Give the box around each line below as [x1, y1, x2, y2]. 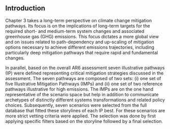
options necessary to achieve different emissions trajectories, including [5, 44, 155, 50]
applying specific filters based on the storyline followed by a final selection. [5, 118, 163, 124]
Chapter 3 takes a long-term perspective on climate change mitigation [5, 17, 152, 23]
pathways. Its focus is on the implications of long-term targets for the [5, 23, 150, 29]
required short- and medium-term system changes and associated [5, 28, 145, 34]
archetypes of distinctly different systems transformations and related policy [5, 97, 165, 103]
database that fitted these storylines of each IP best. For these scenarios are [5, 107, 165, 113]
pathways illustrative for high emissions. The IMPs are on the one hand [5, 86, 154, 92]
